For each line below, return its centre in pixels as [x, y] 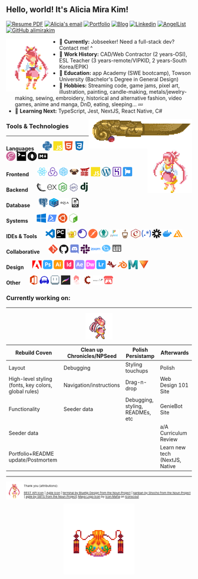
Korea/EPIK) [74, 67]
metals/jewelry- [168, 91]
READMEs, [138, 412]
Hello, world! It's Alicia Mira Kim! [67, 10]
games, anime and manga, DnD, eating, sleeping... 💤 [79, 104]
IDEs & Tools [22, 236]
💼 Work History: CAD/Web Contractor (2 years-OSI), [123, 54]
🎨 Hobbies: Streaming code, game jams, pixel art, [120, 85]
